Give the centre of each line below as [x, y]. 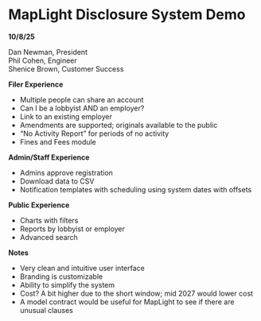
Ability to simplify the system [67, 284]
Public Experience [39, 205]
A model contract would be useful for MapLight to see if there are [127, 302]
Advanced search [49, 237]
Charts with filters [49, 220]
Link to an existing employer [66, 116]
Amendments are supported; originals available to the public [119, 125]
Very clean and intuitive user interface [82, 268]
